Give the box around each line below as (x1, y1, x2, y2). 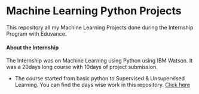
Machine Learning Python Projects (6, 4, 182, 18)
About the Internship (6, 43, 59, 51)
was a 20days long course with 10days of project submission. (6, 64, 158, 71)
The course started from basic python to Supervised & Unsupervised (14, 75, 185, 82)
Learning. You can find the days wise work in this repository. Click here (14, 82, 190, 89)
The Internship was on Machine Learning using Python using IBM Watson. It (6, 57, 193, 64)
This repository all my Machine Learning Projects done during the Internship (6, 24, 194, 31)
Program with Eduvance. (6, 30, 67, 37)
